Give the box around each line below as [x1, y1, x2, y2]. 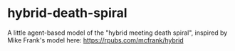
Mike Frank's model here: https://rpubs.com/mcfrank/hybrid [7, 35, 184, 44]
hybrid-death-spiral [7, 5, 127, 21]
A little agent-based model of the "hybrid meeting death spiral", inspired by [7, 28, 228, 37]
